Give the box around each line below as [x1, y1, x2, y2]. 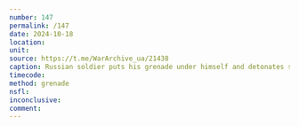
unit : [9, 46, 29, 55]
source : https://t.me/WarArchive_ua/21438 [9, 54, 169, 63]
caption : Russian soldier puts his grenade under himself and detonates [9, 63, 285, 72]
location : [9, 37, 46, 47]
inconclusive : [9, 95, 62, 105]
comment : [9, 104, 42, 113]
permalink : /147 [9, 21, 69, 30]
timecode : [9, 71, 46, 80]
